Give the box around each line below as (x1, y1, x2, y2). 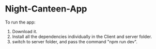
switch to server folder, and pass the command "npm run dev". (12, 38, 138, 44)
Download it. (12, 28, 38, 34)
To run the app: (5, 19, 36, 25)
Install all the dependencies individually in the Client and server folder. (12, 34, 152, 39)
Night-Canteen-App (5, 3, 87, 14)
